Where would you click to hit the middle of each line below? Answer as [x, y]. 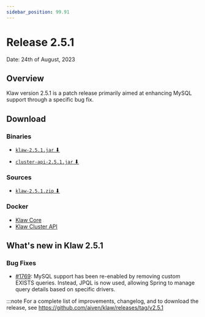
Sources [19, 177]
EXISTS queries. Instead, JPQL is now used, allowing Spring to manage [105, 283]
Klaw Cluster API [36, 226]
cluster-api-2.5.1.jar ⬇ [47, 162]
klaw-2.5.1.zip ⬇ [37, 191]
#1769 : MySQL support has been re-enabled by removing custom [98, 277]
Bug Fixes [21, 263]
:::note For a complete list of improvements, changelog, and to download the [102, 301]
